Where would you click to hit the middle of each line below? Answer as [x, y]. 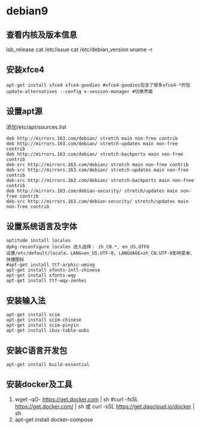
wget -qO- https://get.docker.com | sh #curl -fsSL [77, 399]
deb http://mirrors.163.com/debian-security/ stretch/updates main [92, 191]
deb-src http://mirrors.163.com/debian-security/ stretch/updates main [97, 201]
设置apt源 [25, 111]
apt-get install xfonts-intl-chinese [53, 270]
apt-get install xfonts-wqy [41, 275]
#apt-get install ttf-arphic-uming [51, 265]
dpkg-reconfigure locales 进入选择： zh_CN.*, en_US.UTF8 [78, 247]
